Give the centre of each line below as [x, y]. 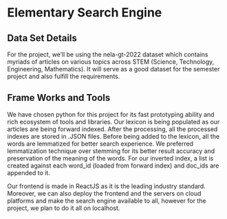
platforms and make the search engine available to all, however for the [107, 200]
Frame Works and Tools [59, 98]
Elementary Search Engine [85, 13]
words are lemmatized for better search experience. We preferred [100, 143]
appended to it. [29, 172]
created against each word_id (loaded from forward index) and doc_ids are [113, 165]
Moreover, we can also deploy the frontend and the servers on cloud [104, 193]
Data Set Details [42, 38]
